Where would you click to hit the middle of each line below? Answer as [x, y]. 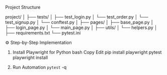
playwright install [30, 57]
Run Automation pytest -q [39, 67]
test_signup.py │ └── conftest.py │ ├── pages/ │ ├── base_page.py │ [79, 22]
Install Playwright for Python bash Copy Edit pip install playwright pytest [87, 52]
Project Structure [23, 7]
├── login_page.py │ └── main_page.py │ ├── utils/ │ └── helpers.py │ [81, 27]
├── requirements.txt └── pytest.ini [43, 33]
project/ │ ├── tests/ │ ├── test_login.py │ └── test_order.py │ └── [77, 17]
